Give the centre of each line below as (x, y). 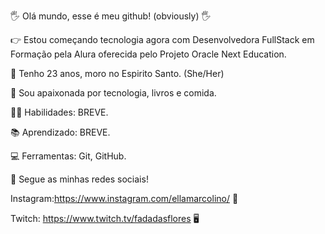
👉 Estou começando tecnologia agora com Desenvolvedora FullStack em (162, 39)
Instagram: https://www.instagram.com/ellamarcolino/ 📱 (124, 198)
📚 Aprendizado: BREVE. (60, 132)
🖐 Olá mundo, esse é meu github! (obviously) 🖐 (111, 16)
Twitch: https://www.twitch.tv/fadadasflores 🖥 (105, 218)
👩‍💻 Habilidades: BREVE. (59, 112)
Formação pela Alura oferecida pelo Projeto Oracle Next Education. (148, 54)
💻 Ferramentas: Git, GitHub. (68, 156)
